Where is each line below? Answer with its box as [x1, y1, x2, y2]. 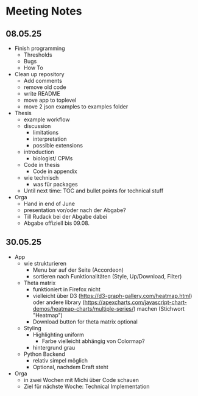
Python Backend [23, 350, 65, 358]
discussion [23, 122, 51, 129]
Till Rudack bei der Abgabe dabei [23, 213, 107, 220]
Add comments [23, 77, 62, 84]
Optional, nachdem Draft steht [32, 363, 109, 370]
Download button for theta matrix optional [32, 318, 138, 325]
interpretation [32, 135, 68, 143]
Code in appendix [32, 168, 77, 175]
